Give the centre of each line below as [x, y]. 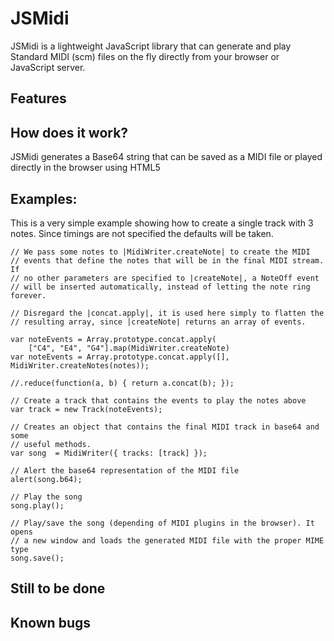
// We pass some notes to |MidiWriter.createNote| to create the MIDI [160, 252]
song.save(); [37, 558]
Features [38, 98]
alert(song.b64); [46, 479]
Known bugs [51, 622]
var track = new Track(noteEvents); [86, 409]
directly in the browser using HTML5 [85, 168]
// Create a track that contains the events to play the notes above [158, 400]
